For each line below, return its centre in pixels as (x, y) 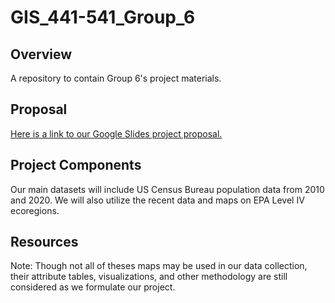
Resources (44, 242)
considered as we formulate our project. (93, 287)
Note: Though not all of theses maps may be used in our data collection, (159, 266)
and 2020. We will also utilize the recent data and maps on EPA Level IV (157, 200)
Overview (41, 54)
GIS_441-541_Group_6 (103, 17)
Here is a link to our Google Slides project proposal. (116, 133)
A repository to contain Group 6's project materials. (116, 78)
